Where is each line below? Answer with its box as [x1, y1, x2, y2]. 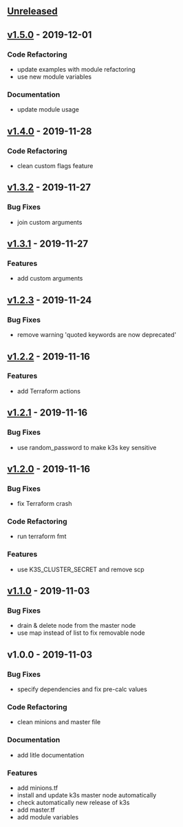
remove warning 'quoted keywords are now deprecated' [17, 331, 177, 339]
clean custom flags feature [17, 162, 94, 170]
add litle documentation [17, 751, 85, 759]
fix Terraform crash [17, 500, 72, 508]
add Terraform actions [17, 387, 81, 395]
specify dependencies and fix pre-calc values [17, 685, 148, 693]
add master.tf [17, 806, 55, 814]
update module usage [17, 105, 79, 114]
